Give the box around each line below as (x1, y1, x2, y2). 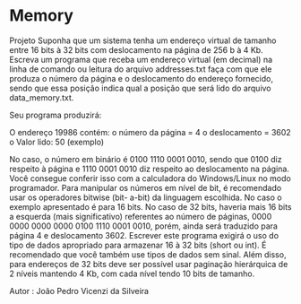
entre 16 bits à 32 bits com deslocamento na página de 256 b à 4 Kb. (9, 44, 263, 55)
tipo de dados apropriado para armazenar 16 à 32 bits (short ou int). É (9, 239, 267, 250)
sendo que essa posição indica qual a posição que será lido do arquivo (9, 83, 271, 93)
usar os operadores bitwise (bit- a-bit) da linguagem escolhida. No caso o (9, 192, 282, 203)
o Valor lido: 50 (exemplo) (9, 136, 105, 147)
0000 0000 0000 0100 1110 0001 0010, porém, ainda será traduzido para (9, 221, 278, 231)
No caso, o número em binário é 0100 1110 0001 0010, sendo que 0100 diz (9, 153, 282, 164)
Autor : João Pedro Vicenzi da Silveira (9, 285, 150, 296)
